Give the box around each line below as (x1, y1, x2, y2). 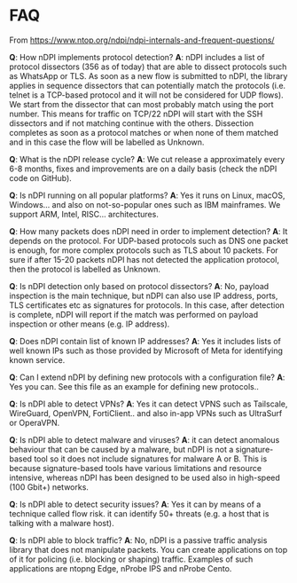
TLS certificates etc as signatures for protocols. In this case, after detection (9, 299, 285, 311)
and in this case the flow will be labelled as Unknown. (9, 137, 205, 147)
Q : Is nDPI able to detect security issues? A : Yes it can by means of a (9, 499, 262, 509)
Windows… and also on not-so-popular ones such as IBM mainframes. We (9, 199, 281, 209)
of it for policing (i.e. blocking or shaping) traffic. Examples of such (9, 554, 254, 564)
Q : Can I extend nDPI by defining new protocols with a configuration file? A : (9, 372, 285, 382)
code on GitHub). (9, 172, 73, 183)
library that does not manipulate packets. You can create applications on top (9, 544, 288, 555)
